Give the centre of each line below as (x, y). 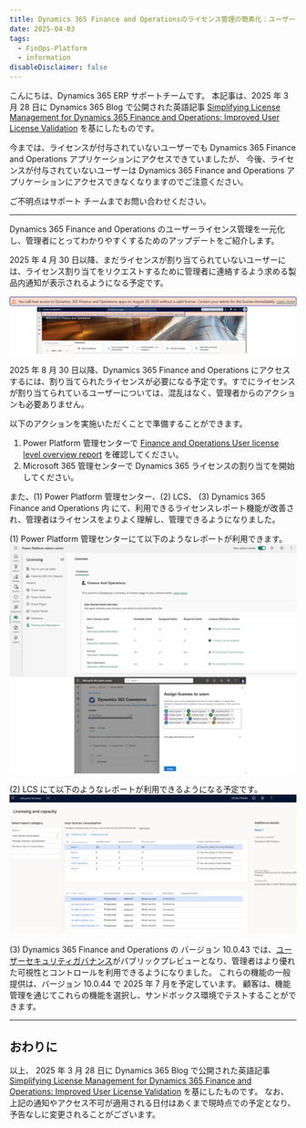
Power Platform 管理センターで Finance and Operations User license (151, 444)
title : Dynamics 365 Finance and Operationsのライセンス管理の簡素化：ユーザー (153, 19)
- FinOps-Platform (53, 48)
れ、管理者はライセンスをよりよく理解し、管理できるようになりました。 (145, 519)
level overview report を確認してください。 (103, 454)
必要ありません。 (57, 404)
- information (44, 58)
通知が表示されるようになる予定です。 (97, 282)
